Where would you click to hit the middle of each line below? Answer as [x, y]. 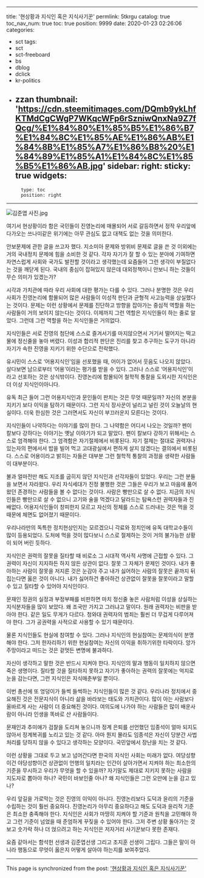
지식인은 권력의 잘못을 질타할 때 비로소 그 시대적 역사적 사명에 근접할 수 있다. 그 [100, 556]
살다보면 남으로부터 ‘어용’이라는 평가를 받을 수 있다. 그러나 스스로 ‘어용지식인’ [97, 369]
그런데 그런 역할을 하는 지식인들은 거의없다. [70, 320]
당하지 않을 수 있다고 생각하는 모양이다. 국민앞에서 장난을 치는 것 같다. [105, 742]
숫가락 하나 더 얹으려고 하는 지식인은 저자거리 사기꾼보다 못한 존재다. [98, 829]
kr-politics [28, 80]
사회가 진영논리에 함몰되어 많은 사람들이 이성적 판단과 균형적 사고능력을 [90, 297]
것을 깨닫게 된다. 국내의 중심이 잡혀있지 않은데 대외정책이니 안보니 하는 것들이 [104, 269]
